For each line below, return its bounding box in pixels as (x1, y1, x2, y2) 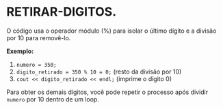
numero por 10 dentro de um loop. (6, 95, 100, 103)
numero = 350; (16, 61, 57, 68)
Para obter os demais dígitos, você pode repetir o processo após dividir (6, 88, 209, 96)
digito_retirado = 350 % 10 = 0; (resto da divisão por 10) (16, 67, 182, 76)
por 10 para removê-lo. (6, 33, 71, 42)
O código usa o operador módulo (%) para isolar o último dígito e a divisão (6, 27, 217, 35)
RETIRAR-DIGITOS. (6, 4, 117, 20)
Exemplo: (6, 47, 34, 55)
